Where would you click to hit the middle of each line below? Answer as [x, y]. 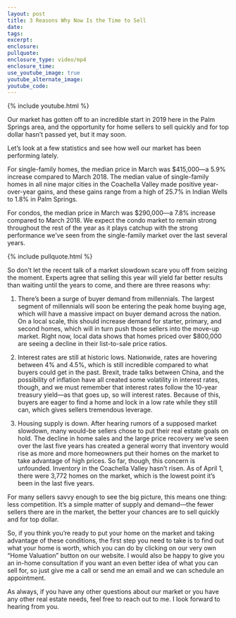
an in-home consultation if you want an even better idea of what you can [113, 563]
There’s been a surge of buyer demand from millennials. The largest [116, 299]
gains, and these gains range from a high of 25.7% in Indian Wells [132, 192]
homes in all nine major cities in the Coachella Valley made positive [105, 185]
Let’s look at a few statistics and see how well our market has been [104, 148]
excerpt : [20, 40]
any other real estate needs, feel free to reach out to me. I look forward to [114, 599]
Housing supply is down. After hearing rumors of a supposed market [117, 424]
